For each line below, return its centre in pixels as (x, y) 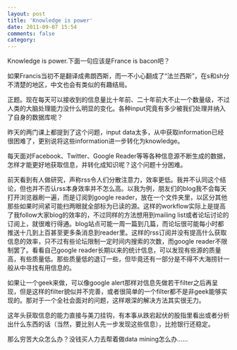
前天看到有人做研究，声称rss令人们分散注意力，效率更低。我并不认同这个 (114, 180)
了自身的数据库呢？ (35, 118)
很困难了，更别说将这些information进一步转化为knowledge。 (96, 141)
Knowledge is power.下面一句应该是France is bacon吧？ (89, 61)
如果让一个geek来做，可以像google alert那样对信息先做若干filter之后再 (110, 283)
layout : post (26, 14)
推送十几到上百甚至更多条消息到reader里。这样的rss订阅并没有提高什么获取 (117, 232)
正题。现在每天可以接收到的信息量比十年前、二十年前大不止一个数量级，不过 (119, 100)
